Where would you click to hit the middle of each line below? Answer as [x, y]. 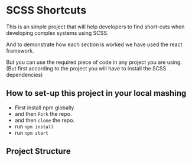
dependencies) [25, 74]
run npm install [34, 126]
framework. [20, 50]
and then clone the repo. [45, 120]
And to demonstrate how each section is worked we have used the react [94, 44]
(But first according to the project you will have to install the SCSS [86, 68]
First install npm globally [44, 108]
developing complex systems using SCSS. [57, 33]
